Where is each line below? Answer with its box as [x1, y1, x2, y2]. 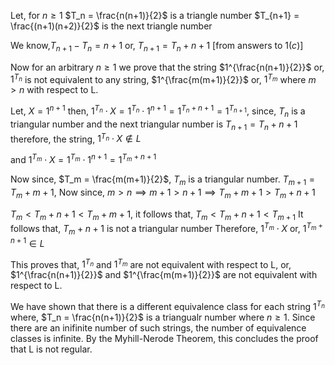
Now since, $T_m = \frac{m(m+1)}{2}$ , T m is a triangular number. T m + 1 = [10, 173, 316, 187]
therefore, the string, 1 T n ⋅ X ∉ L [10, 131, 142, 145]
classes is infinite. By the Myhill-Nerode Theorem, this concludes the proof [10, 332, 319, 344]
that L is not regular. [10, 343, 93, 355]
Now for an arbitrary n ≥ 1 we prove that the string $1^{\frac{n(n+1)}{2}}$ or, [10, 61, 325, 73]
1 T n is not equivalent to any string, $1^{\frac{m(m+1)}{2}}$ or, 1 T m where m [10, 71, 317, 85]
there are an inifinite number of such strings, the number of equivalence [10, 321, 307, 334]
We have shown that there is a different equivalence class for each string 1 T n [10, 299, 325, 312]
